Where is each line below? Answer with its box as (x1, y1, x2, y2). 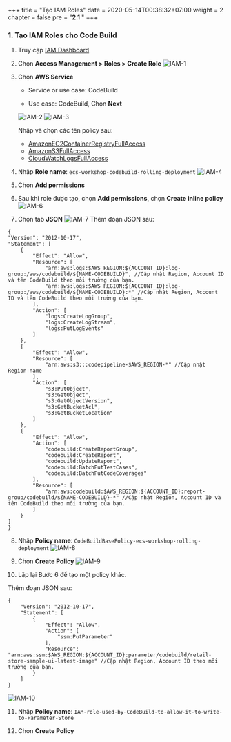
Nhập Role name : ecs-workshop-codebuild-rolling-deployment (17, 168, 196, 176)
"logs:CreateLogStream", (44, 319, 117, 326)
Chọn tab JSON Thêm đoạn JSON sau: (17, 215, 154, 224)
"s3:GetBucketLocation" (44, 410, 113, 417)
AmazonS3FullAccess (28, 147, 90, 155)
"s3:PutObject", (44, 386, 92, 393)
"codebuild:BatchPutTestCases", (44, 464, 138, 471)
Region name (8, 367, 42, 375)
